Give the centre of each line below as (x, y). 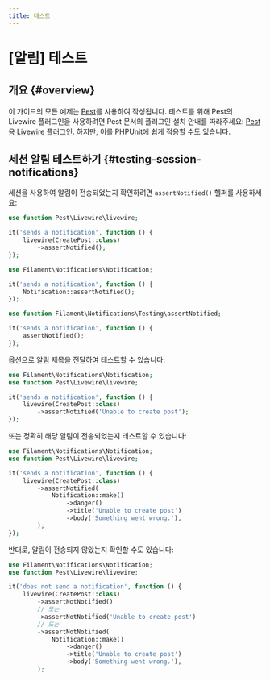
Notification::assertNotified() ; (79, 292)
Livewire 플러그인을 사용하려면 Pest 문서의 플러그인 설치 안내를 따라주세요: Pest (135, 121)
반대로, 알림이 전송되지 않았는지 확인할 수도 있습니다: (91, 550)
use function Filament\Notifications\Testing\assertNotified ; (115, 314)
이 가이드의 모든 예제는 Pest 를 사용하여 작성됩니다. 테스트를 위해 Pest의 (121, 111)
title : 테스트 (29, 16)
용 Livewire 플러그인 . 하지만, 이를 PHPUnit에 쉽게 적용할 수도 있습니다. (120, 131)
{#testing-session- (152, 159)
